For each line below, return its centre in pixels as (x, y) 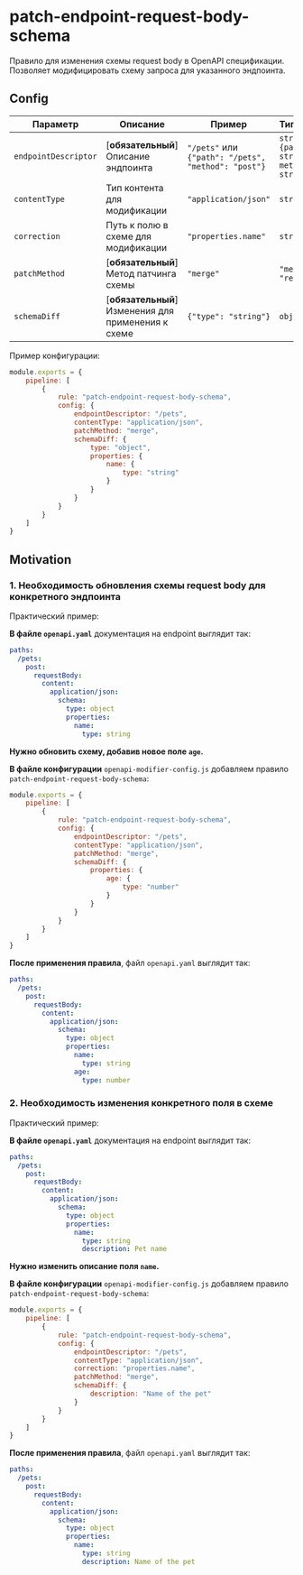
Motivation (41, 560)
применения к (137, 322)
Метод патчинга (141, 273)
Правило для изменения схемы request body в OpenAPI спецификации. (147, 60)
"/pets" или (213, 147)
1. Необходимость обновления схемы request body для (138, 585)
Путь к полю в (137, 225)
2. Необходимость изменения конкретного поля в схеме (141, 1103)
